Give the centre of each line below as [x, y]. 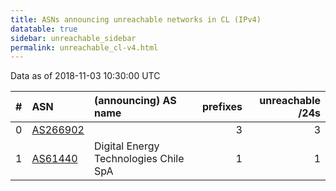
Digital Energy [126, 146]
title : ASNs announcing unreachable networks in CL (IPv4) [136, 19]
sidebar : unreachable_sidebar [73, 38]
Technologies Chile [139, 159]
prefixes [222, 107]
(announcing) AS [135, 101]
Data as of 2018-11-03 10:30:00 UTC [85, 76]
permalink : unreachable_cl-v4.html [84, 47]
